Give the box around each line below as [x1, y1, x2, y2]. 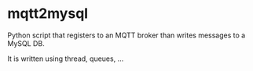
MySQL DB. [7, 38, 45, 48]
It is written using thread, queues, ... [7, 54, 124, 63]
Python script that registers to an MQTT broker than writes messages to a [7, 30, 246, 40]
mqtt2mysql [7, 5, 88, 23]
